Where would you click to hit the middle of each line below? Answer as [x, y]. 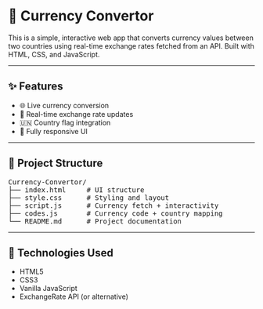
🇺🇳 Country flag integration [65, 122]
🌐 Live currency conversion [64, 105]
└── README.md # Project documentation [95, 221]
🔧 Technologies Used [61, 253]
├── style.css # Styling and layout [89, 198]
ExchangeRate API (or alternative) [74, 296]
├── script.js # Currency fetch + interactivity [113, 205]
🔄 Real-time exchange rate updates [76, 114]
